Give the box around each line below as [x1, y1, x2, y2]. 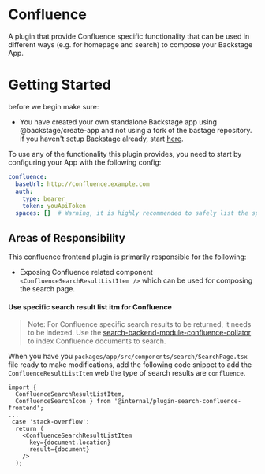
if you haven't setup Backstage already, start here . [19, 134, 184, 143]
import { [8, 383, 37, 391]
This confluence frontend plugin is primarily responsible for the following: [8, 252, 247, 261]
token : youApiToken [22, 202, 87, 210]
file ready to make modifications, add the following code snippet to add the [8, 360, 252, 369]
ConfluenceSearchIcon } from [15, 398, 111, 405]
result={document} [28, 446, 90, 454]
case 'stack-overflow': [11, 418, 90, 426]
